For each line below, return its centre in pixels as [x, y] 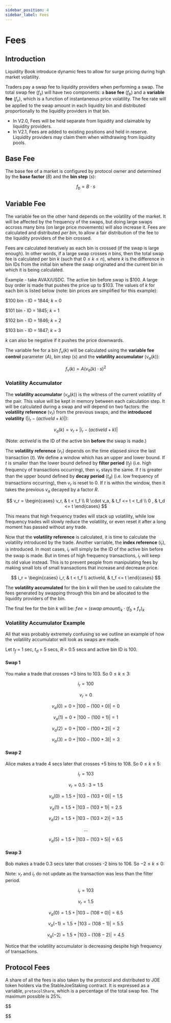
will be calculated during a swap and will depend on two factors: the [77, 406]
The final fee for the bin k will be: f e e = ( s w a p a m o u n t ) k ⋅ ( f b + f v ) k [75, 609]
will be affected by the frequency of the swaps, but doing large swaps [79, 221]
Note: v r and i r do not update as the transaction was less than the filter [79, 874]
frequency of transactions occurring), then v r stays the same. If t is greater [84, 470]
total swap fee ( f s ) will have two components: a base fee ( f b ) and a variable [85, 93]
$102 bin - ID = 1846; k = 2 [33, 320]
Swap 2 [14, 752]
